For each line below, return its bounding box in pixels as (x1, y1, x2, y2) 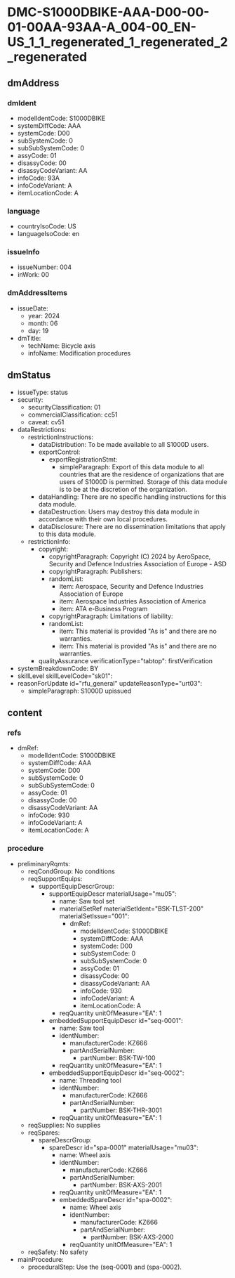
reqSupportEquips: (27, 874, 83, 882)
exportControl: (38, 448, 81, 456)
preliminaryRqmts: (17, 859, 71, 868)
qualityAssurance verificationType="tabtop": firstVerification (38, 656, 213, 665)
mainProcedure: (17, 1255, 65, 1263)
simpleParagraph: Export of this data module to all (59, 462, 205, 471)
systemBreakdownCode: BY (17, 664, 99, 672)
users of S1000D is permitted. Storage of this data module (59, 477, 228, 485)
